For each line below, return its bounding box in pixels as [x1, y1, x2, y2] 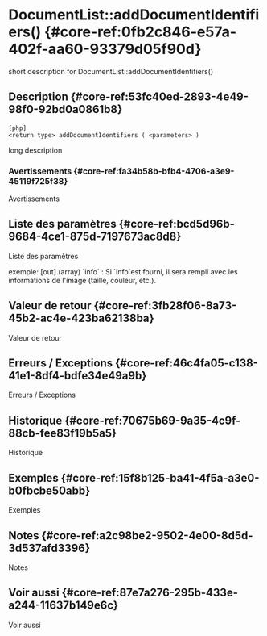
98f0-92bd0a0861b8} [8, 103, 123, 116]
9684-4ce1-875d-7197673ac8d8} [8, 230, 182, 244]
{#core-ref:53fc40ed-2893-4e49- [70, 90, 249, 104]
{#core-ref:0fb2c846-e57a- [43, 23, 237, 41]
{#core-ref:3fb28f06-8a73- [93, 299, 237, 312]
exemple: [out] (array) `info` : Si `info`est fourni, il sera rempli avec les [8, 266, 239, 276]
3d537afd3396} [8, 541, 91, 554]
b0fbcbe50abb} [8, 483, 91, 497]
